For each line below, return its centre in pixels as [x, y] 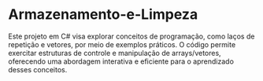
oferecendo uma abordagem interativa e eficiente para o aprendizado [121, 61]
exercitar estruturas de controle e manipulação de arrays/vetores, [115, 53]
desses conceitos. [38, 69]
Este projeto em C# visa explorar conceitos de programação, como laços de [131, 36]
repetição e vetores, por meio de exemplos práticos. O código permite [122, 44]
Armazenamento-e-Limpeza [103, 15]
